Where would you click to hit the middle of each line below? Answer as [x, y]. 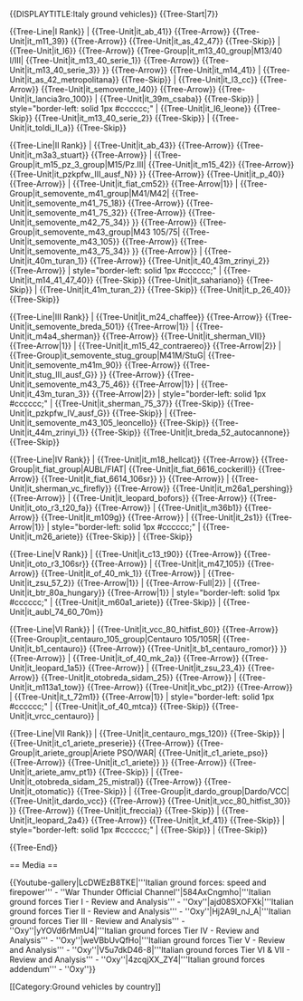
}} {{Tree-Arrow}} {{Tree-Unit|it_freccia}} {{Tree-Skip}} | [114, 810]
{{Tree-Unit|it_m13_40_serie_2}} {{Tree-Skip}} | [123, 118]
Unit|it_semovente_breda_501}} [67, 327]
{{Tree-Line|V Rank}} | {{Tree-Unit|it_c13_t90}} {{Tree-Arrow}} [126, 554]
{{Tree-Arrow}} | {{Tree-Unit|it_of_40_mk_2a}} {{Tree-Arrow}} [124, 658]
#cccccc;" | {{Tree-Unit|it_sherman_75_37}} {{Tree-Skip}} [117, 404]
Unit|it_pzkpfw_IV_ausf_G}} [60, 413]
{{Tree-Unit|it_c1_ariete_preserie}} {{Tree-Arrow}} [102, 743]
